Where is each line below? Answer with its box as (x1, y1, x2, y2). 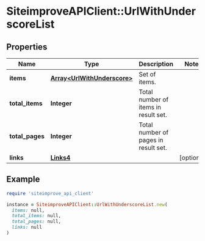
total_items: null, (12, 213, 62, 219)
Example (6, 174, 40, 185)
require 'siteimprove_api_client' (6, 190, 95, 196)
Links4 (50, 154, 71, 161)
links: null (12, 224, 43, 231)
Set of (138, 70, 156, 78)
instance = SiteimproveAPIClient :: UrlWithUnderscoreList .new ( (6, 201, 168, 207)
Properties (6, 42, 48, 52)
